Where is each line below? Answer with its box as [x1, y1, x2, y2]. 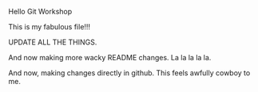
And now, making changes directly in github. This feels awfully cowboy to [8, 68, 251, 78]
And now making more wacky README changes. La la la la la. [8, 53, 212, 62]
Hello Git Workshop [8, 7, 73, 16]
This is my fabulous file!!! [8, 22, 90, 31]
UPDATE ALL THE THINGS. [8, 37, 97, 47]
